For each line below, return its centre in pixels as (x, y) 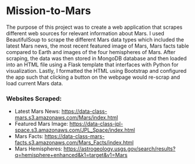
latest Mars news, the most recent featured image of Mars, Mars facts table (98, 46)
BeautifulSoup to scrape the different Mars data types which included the (95, 39)
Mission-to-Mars (49, 11)
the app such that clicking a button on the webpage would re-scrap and (93, 77)
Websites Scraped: (34, 98)
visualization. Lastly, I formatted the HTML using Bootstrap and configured (96, 71)
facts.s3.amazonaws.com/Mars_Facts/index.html (74, 143)
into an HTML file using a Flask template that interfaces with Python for (92, 64)
